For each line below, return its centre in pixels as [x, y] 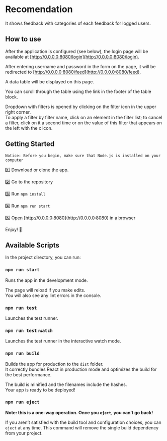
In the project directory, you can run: [43, 257]
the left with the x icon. [29, 128]
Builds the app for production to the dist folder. [54, 364]
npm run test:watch [29, 330]
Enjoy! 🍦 [14, 229]
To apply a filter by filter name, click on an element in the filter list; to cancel [84, 117]
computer [14, 160]
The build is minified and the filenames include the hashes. [66, 384]
